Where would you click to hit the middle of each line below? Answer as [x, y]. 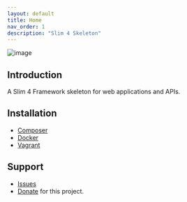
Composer [32, 130]
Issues [27, 184]
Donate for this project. [51, 191]
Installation [32, 113]
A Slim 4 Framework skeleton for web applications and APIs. [94, 92]
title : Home [24, 20]
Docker [28, 137]
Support [25, 167]
